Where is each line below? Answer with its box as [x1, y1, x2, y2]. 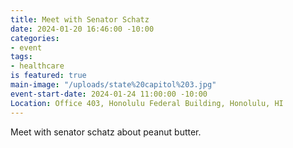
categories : [10, 33, 60, 43]
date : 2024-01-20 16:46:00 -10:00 [10, 24, 155, 34]
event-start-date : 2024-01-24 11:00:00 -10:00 [10, 89, 208, 99]
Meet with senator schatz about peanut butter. [10, 126, 202, 138]
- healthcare [10, 61, 65, 71]
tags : [10, 52, 33, 62]
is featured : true [10, 71, 87, 81]
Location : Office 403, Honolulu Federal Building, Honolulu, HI [10, 98, 284, 108]
